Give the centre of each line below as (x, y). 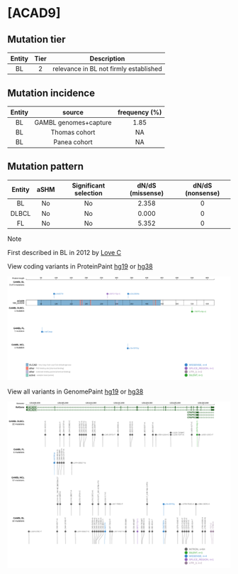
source (73, 112)
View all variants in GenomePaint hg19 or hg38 (75, 391)
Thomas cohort (73, 132)
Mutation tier (36, 39)
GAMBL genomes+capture (73, 122)
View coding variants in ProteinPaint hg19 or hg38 (80, 266)
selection (88, 193)
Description (107, 58)
